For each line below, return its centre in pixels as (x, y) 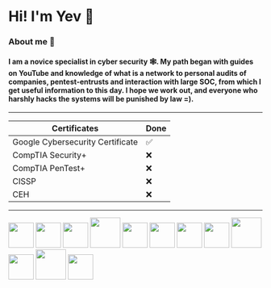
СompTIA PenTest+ (49, 169)
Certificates (75, 128)
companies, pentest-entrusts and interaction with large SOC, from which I (135, 81)
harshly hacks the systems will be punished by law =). (101, 98)
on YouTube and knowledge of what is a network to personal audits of (128, 73)
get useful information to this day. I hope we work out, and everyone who (133, 90)
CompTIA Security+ (50, 155)
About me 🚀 (31, 42)
